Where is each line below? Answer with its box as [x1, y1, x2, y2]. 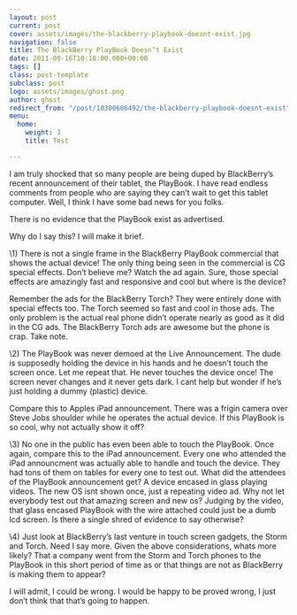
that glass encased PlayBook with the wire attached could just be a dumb [9, 504, 277, 515]
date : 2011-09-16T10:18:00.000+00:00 [9, 54, 148, 63]
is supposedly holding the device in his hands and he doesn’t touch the [9, 357, 269, 368]
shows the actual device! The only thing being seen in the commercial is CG [9, 258, 286, 268]
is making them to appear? [9, 568, 106, 580]
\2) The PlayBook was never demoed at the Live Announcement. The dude [9, 348, 281, 358]
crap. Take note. [9, 331, 69, 342]
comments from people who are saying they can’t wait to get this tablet [9, 187, 269, 197]
